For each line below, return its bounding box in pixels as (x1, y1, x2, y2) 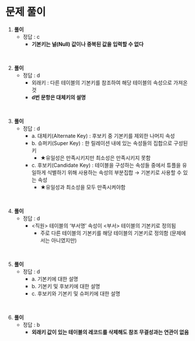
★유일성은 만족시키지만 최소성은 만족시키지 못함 (40, 154, 151, 161)
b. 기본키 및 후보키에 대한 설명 (31, 282, 101, 289)
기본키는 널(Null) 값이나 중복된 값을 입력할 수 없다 (31, 40, 144, 48)
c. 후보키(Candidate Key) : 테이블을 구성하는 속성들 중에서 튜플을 (31, 161, 181, 168)
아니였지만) (51, 237, 77, 244)
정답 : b (22, 321, 40, 328)
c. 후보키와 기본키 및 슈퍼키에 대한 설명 (31, 290, 121, 297)
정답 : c (22, 33, 40, 40)
